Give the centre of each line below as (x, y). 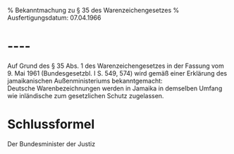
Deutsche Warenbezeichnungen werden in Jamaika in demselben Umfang (115, 88)
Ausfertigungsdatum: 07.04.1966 (54, 18)
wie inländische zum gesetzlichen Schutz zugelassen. (86, 95)
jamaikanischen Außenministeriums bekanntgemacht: (85, 81)
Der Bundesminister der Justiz (51, 143)
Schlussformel (51, 125)
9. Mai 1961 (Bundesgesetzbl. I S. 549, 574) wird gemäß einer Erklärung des (117, 73)
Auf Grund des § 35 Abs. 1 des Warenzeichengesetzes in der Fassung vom (116, 66)
